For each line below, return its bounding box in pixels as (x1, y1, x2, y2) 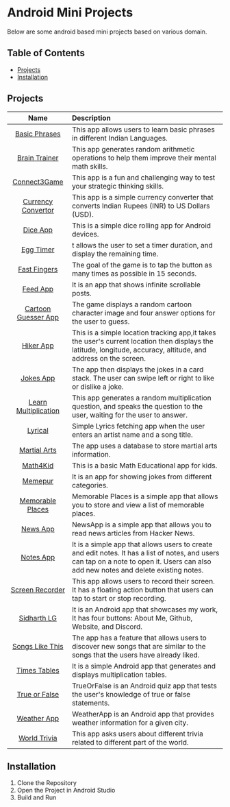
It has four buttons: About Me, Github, (71, 613, 193, 623)
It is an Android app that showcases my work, (71, 605, 218, 614)
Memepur (22, 476, 53, 485)
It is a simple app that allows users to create (71, 540, 213, 549)
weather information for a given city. (71, 718, 189, 727)
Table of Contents (7, 47, 86, 59)
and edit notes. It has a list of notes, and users (71, 548, 220, 557)
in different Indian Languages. (71, 133, 168, 143)
